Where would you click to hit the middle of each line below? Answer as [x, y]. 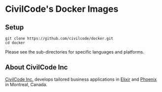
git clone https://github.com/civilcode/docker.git [59, 38]
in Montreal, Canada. [26, 84]
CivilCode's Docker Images [62, 9]
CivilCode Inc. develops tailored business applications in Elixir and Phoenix [81, 79]
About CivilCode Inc [36, 67]
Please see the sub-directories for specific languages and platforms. [75, 52]
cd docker [15, 43]
